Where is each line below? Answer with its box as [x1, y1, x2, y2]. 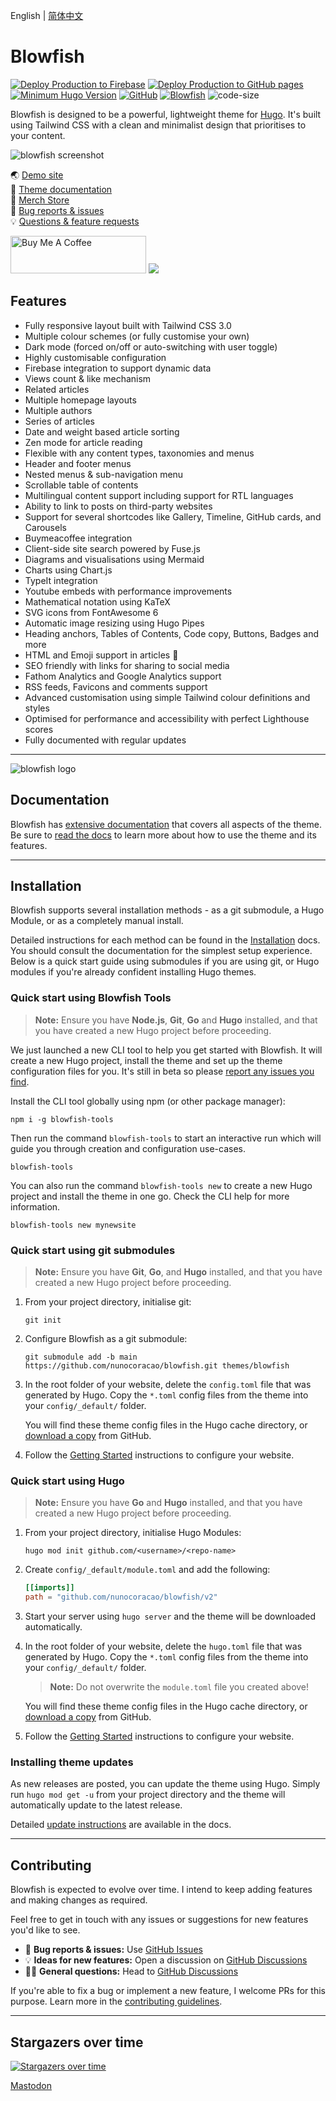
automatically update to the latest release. [10, 1799, 183, 1811]
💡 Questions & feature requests [10, 215, 140, 227]
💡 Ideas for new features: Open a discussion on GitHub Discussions [24, 1954, 308, 1966]
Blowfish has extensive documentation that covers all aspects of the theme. [10, 818, 322, 830]
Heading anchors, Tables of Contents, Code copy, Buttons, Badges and [24, 627, 320, 639]
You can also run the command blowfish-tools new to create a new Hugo [10, 1179, 313, 1191]
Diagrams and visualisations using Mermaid [24, 553, 205, 565]
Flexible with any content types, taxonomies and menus [24, 447, 255, 459]
